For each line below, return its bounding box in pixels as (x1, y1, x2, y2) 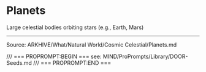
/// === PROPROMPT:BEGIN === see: (6, 53, 102, 60)
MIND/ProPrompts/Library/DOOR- (102, 53, 188, 60)
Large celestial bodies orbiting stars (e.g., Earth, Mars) (6, 24, 144, 31)
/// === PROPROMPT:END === (33, 59, 112, 67)
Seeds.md (6, 59, 32, 67)
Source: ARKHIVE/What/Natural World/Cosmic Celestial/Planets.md (6, 41, 177, 48)
